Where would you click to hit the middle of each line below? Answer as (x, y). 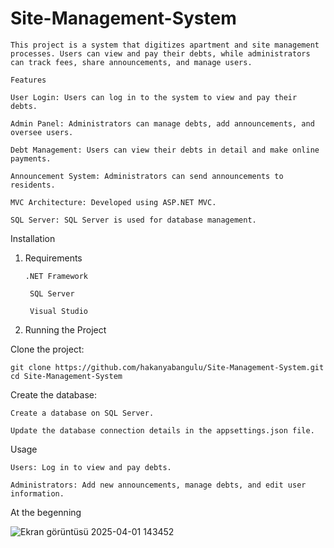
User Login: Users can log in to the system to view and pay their (154, 97)
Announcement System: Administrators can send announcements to (147, 176)
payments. (31, 158)
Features (28, 80)
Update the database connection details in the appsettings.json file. (162, 430)
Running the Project (65, 329)
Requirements (53, 258)
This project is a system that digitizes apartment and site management (165, 45)
